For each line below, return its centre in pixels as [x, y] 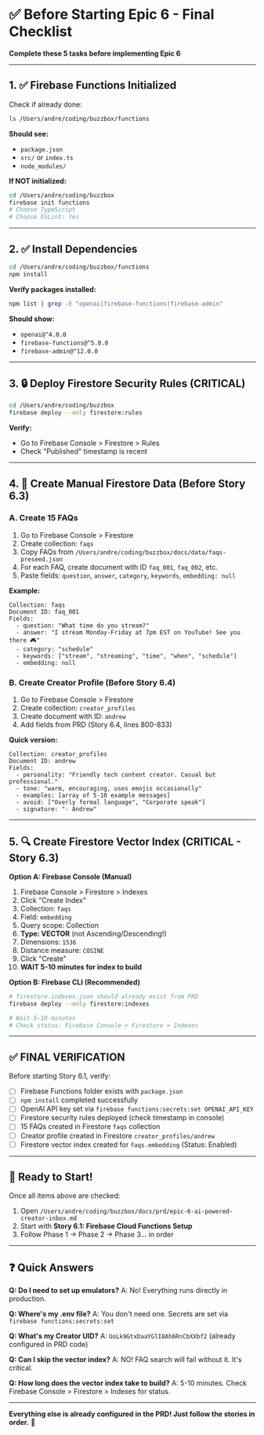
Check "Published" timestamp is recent [84, 451]
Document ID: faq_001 [44, 612]
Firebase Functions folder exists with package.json [101, 1091]
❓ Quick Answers [51, 1267]
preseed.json [42, 559]
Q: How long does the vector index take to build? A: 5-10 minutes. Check [128, 1383]
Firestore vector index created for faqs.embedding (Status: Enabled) [128, 1145]
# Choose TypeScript [43, 210]
